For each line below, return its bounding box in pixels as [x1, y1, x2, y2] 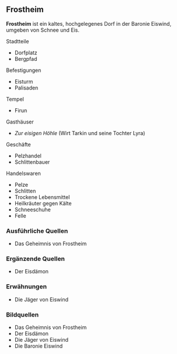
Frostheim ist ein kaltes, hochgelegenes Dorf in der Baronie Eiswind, [6, 20, 172, 27]
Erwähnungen [6, 283, 47, 291]
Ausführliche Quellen [6, 226, 68, 235]
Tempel [6, 95, 25, 102]
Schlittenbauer [14, 158, 50, 166]
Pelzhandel [14, 152, 42, 159]
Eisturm [14, 78, 33, 85]
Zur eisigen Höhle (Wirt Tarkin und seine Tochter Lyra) [14, 129, 145, 136]
